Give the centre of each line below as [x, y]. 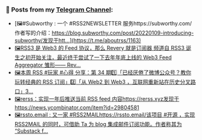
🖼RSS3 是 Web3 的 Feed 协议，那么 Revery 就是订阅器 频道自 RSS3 [99, 48]
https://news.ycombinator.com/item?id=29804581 [77, 107]
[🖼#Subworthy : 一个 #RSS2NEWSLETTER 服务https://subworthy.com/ [103, 24]
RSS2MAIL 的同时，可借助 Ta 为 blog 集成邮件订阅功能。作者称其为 [98, 124]
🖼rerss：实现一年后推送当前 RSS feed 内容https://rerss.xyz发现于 [97, 99]
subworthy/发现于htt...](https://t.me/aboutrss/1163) [78, 40]
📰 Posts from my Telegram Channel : [59, 10]
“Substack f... [31, 131]
